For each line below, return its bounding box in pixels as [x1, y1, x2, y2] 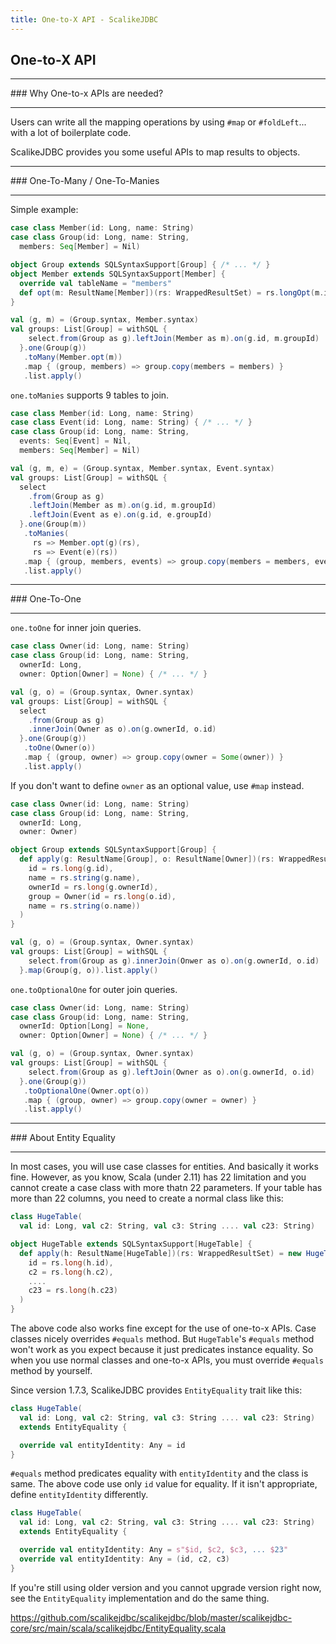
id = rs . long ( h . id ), [28, 1257, 114, 1268]
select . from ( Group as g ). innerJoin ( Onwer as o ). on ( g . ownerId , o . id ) [28, 956, 320, 966]
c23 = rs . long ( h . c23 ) [28, 1286, 118, 1296]
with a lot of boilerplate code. [10, 127, 132, 139]
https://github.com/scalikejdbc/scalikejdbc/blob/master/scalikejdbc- [10, 1611, 293, 1623]
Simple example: [10, 204, 79, 216]
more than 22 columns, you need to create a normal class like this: [10, 1192, 284, 1205]
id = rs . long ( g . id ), [28, 864, 114, 874]
